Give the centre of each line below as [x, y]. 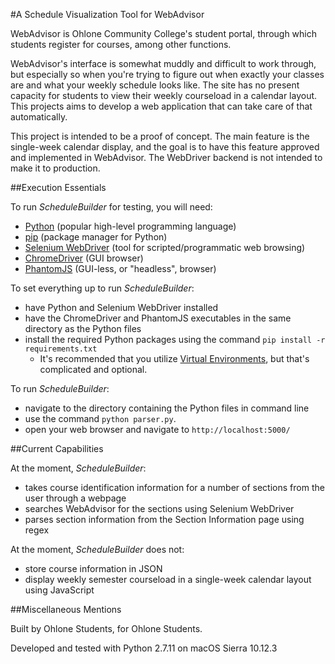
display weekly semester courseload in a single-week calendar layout [168, 579]
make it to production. [55, 168]
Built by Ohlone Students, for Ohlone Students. [106, 628]
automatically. [39, 117]
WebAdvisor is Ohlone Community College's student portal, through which [164, 33]
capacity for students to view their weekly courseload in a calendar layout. [164, 95]
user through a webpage [75, 498]
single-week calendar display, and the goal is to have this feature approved [165, 147]
